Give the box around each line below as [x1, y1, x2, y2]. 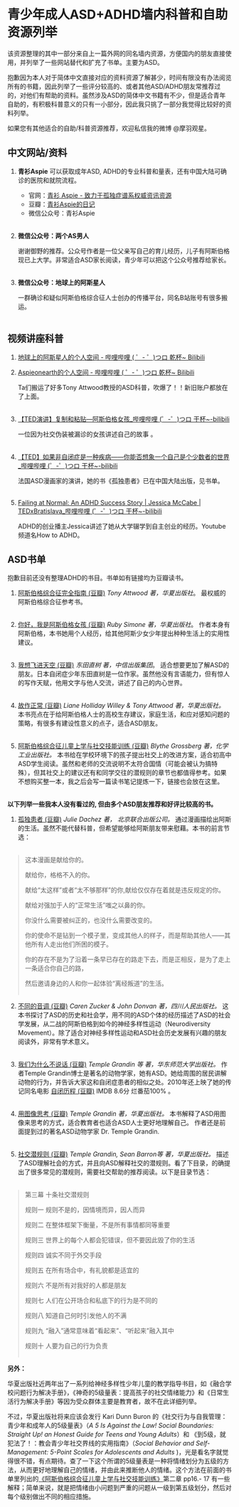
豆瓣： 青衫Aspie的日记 [28, 200, 95, 208]
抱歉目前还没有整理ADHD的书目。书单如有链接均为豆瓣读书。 [7, 573, 188, 582]
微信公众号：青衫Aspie [28, 208, 95, 217]
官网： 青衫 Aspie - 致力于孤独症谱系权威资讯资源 [28, 191, 172, 199]
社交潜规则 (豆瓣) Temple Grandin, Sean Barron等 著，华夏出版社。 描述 [17, 1150, 229, 1158]
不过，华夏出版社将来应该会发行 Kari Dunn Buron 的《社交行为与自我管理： [7, 1412, 228, 1421]
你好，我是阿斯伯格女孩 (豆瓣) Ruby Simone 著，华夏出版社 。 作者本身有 [17, 620, 230, 629]
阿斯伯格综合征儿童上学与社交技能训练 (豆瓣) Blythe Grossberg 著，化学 [17, 741, 229, 751]
